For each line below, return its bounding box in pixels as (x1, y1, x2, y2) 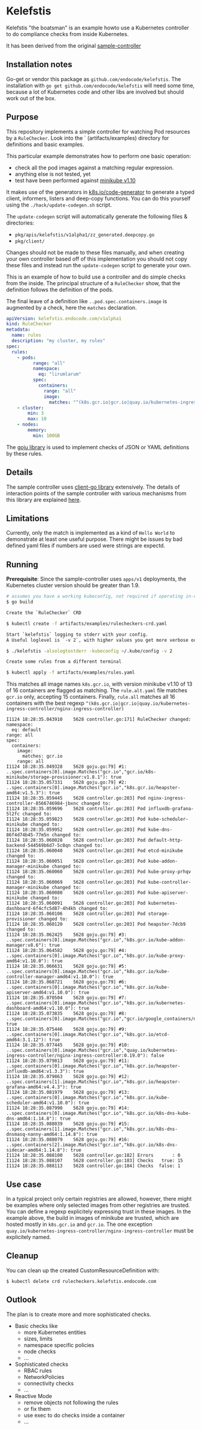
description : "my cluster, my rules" (11, 338, 106, 344)
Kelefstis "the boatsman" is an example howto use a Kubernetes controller (6, 24, 190, 31)
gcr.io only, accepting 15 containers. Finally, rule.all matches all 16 (6, 693, 175, 701)
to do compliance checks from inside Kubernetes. (6, 30, 129, 37)
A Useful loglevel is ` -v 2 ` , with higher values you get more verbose (6, 637, 188, 643)
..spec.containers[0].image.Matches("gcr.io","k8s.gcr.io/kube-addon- (6, 937, 186, 943)
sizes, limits (23, 1335, 53, 1342)
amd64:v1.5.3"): (6, 790, 47, 796)
